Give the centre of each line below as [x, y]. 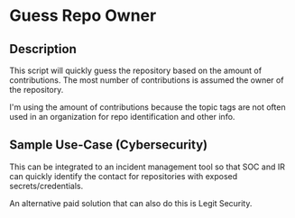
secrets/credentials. [46, 186]
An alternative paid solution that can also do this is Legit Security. [131, 203]
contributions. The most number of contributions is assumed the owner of [147, 80]
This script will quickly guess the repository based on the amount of [136, 70]
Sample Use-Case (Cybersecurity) [109, 145]
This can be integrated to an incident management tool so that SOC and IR [147, 167]
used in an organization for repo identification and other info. [122, 117]
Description [43, 49]
